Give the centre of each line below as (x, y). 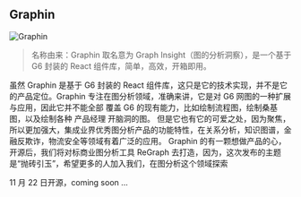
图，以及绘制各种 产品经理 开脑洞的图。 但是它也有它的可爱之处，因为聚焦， (150, 118)
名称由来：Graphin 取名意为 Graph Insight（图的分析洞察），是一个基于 (161, 55)
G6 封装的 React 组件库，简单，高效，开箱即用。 (121, 65)
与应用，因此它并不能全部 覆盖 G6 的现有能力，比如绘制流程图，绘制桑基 (143, 107)
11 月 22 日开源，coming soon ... (69, 182)
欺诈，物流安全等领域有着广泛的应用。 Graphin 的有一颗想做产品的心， (155, 141)
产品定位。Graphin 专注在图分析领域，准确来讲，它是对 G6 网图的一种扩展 (154, 96)
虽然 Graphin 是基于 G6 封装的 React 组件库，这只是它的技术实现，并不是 (145, 85)
